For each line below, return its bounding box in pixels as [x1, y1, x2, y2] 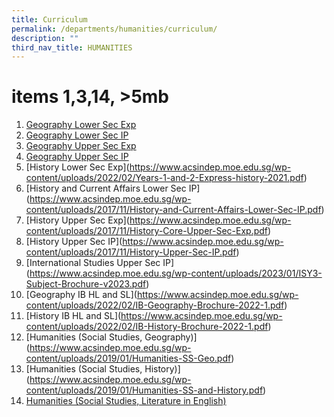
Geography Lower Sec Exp [25, 119, 137, 131]
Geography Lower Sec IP [25, 129, 129, 141]
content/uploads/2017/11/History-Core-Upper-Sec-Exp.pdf [25, 225, 269, 237]
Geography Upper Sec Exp [25, 140, 137, 152]
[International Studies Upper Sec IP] [25, 257, 175, 269]
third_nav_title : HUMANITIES [11, 42, 133, 53]
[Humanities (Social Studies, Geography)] [25, 331, 198, 343]
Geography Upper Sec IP [25, 151, 129, 163]
